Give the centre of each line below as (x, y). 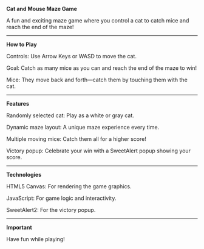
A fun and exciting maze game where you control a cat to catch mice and (98, 20)
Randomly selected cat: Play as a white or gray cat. (70, 115)
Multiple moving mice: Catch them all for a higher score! (76, 139)
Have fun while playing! (36, 239)
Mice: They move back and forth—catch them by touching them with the (97, 80)
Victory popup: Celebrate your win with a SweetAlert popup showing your (99, 151)
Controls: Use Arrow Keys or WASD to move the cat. (71, 56)
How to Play (22, 44)
